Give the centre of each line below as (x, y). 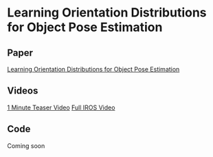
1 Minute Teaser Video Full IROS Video (61, 107)
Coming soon (26, 145)
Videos (23, 91)
